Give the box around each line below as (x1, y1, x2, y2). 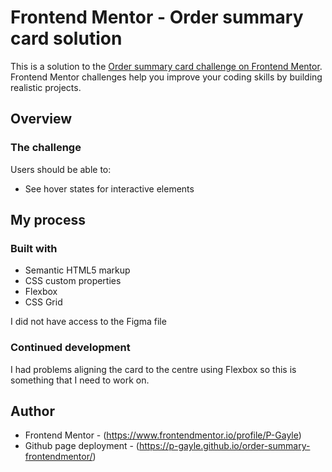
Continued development (10, 341, 131, 355)
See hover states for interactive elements (24, 182, 195, 195)
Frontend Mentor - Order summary (10, 6, 304, 29)
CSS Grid (24, 296, 63, 308)
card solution (10, 27, 123, 50)
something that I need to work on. (10, 374, 150, 386)
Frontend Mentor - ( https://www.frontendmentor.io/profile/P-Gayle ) (24, 429, 302, 441)
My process (10, 212, 86, 229)
